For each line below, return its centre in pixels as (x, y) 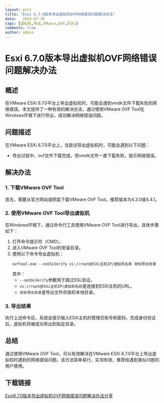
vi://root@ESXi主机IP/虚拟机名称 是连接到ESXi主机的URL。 (77, 286)
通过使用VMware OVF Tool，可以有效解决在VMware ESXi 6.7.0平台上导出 (79, 353)
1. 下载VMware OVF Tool (35, 188)
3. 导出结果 (18, 306)
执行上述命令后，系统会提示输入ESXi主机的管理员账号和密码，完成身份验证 (81, 318)
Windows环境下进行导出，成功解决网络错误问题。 (55, 115)
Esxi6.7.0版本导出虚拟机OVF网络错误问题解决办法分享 (59, 396)
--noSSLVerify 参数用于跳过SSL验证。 (57, 280)
